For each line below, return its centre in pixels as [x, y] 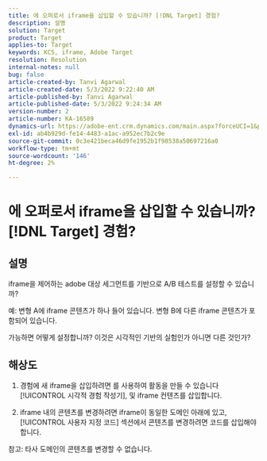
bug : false [26, 75]
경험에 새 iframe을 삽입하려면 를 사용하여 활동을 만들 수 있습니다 [119, 385]
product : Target [35, 38]
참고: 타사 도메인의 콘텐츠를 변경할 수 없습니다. [80, 448]
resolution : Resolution [48, 60]
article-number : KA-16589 [51, 119]
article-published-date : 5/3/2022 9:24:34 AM [85, 104]
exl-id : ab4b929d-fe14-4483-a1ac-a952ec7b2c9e [87, 133]
